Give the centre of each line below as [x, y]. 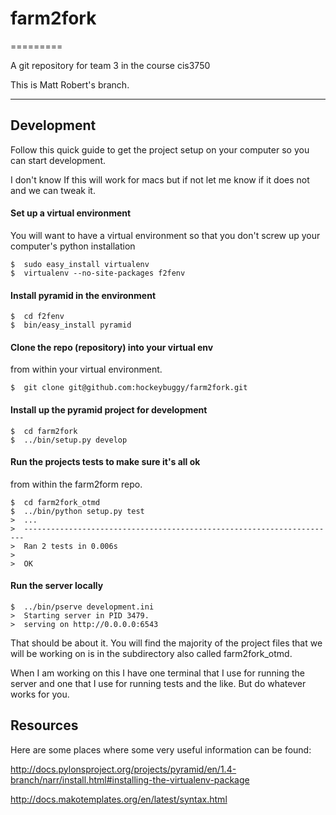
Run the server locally [57, 586]
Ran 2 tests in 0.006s [70, 546]
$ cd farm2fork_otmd [55, 502]
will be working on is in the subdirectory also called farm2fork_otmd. [151, 653]
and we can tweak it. [53, 190]
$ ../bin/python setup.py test [77, 511]
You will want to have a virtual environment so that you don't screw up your [165, 235]
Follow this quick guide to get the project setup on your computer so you [160, 149]
